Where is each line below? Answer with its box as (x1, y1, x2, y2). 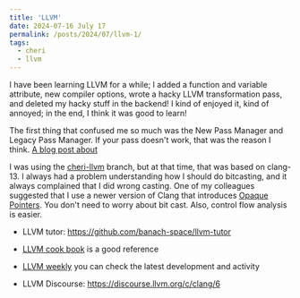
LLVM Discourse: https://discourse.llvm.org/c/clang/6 (21, 278, 221, 289)
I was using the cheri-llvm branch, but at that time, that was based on (9, 162, 266, 172)
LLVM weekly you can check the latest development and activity (21, 261, 260, 271)
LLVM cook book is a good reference (21, 243, 159, 254)
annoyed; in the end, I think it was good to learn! (9, 108, 187, 118)
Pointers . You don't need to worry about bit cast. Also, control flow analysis (9, 200, 287, 210)
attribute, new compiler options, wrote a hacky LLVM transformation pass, (9, 89, 283, 99)
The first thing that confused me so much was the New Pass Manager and (9, 125, 284, 135)
